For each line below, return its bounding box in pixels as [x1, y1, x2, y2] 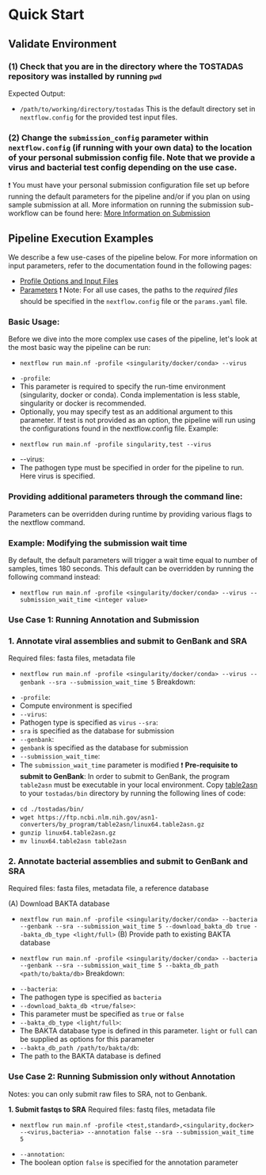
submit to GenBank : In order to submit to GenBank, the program [19, 772, 230, 781]
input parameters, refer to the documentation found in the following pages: [8, 260, 252, 270]
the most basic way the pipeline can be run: [8, 343, 151, 352]
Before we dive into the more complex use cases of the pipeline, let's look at [8, 334, 257, 344]
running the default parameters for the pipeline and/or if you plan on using [8, 192, 251, 201]
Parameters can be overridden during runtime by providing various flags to [8, 509, 253, 519]
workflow [8, 208, 39, 219]
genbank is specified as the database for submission [19, 743, 188, 753]
